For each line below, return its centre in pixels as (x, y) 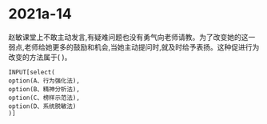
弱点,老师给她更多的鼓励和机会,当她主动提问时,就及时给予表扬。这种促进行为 (134, 47)
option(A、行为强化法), (44, 81)
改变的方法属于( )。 (40, 57)
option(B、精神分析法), (44, 89)
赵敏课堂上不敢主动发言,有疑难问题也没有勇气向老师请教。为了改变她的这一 (132, 37)
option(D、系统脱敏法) (42, 106)
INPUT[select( (32, 72)
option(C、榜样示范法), (44, 98)
